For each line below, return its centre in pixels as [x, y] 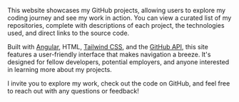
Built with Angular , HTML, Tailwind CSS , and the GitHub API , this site [108, 47]
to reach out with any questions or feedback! [73, 91]
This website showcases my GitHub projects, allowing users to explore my [117, 10]
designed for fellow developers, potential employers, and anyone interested [118, 62]
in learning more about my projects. [60, 70]
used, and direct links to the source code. [68, 33]
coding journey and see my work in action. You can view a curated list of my [119, 18]
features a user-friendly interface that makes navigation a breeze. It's [109, 54]
